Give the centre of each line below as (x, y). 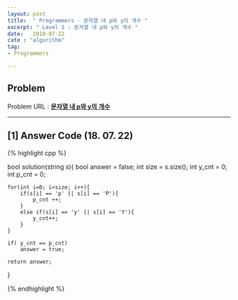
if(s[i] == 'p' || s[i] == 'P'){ (69, 193)
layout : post (27, 14)
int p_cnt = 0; (27, 174)
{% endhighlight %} (36, 289)
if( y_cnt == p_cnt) (38, 243)
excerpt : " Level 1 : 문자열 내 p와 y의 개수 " (73, 27)
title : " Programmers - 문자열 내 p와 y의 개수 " (78, 21)
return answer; (30, 262)
